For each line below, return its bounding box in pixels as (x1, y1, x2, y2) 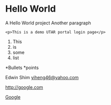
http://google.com (5, 84, 43, 90)
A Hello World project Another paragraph (5, 20, 92, 26)
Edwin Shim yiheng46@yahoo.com (5, 74, 79, 80)
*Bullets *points (5, 64, 39, 71)
